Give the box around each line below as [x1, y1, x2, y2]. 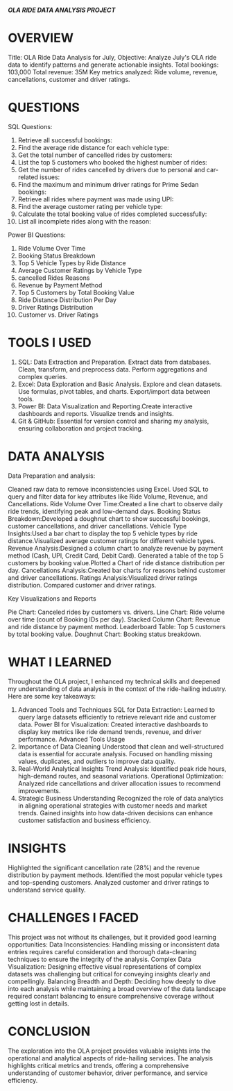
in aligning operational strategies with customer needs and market [17, 801, 207, 810]
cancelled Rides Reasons [17, 274, 90, 282]
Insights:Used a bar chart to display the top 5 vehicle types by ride [8, 529, 198, 538]
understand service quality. [8, 885, 86, 894]
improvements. [17, 786, 61, 794]
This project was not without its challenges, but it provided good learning [8, 933, 217, 941]
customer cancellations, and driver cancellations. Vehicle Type [8, 522, 187, 530]
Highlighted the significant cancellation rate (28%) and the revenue [8, 863, 200, 872]
